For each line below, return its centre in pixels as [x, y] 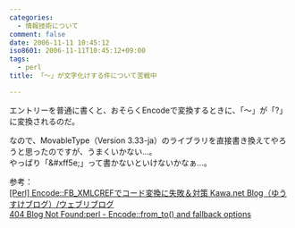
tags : [19, 59]
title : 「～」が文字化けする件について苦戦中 [83, 76]
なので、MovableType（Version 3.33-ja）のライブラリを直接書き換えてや [144, 140]
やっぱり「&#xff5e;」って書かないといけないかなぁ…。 [110, 163]
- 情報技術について [48, 26]
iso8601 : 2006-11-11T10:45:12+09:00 [77, 51]
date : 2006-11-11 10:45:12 [59, 42]
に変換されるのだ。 [45, 121]
